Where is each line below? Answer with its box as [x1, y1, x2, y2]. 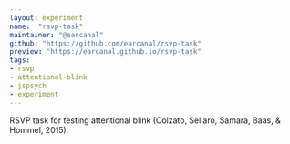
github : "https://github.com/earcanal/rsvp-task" [9, 38, 202, 48]
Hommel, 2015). [9, 124, 69, 135]
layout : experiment [9, 13, 84, 23]
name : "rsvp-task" [9, 22, 84, 31]
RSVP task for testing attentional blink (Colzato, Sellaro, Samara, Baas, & [9, 115, 281, 126]
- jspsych [9, 81, 47, 90]
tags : [9, 56, 30, 65]
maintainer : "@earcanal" [9, 30, 104, 39]
